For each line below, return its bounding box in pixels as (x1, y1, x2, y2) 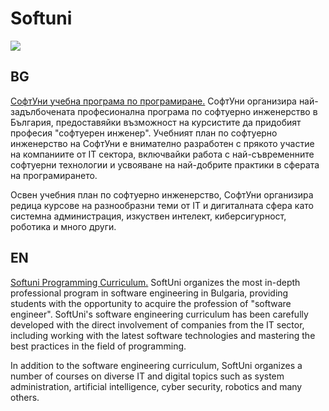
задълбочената (10, 105, 76, 117)
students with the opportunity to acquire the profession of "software (10, 297, 292, 309)
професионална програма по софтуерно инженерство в (77, 105, 318, 117)
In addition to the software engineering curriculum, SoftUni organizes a (10, 359, 303, 371)
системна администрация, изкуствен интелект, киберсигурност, (10, 210, 287, 222)
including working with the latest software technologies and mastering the (10, 329, 316, 341)
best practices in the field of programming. (10, 340, 187, 352)
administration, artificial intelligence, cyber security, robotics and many (10, 380, 303, 392)
